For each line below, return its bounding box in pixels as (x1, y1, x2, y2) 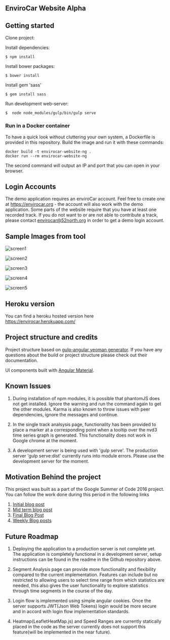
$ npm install (5, 54, 35, 60)
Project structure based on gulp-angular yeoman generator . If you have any (5, 346, 163, 352)
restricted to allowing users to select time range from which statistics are (12, 577, 165, 583)
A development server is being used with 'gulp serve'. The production (12, 447, 158, 453)
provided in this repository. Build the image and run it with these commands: (5, 139, 164, 145)
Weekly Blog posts (12, 517, 52, 524)
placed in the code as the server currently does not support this (12, 624, 146, 630)
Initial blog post (12, 502, 45, 508)
